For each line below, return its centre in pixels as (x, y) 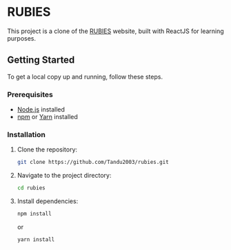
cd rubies (31, 188)
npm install (34, 214)
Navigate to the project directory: (64, 176)
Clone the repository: (47, 149)
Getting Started (41, 60)
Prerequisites (30, 94)
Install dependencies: (48, 201)
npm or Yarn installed (47, 117)
